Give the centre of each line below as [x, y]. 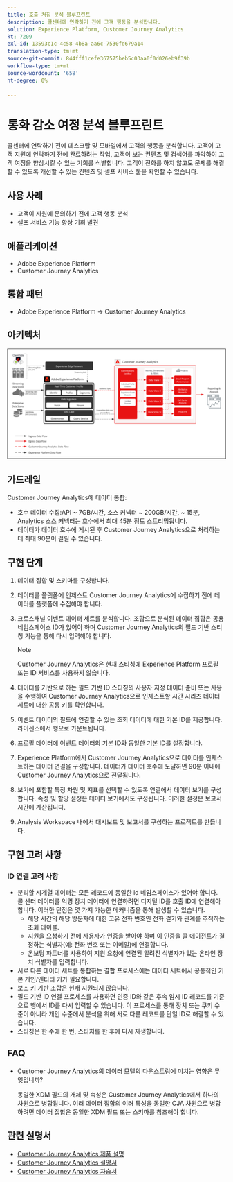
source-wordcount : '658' [43, 73]
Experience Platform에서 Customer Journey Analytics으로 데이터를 [111, 758]
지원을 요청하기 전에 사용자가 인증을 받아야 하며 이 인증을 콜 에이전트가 [122, 936]
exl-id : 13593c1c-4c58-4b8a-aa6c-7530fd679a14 [75, 44]
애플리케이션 [32, 246]
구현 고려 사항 [35, 854]
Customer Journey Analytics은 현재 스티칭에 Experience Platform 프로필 [118, 664]
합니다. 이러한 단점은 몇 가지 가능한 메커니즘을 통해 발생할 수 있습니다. [111, 909]
